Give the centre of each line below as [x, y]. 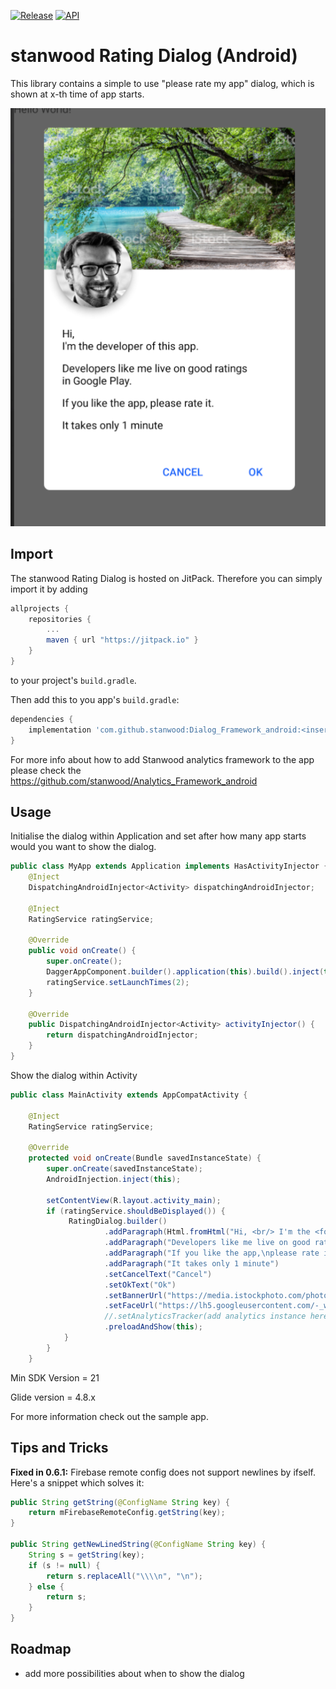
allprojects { [40, 608]
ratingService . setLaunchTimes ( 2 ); [118, 982]
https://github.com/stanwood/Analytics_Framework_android [134, 781]
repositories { [60, 619]
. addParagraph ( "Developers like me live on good [207, 1243]
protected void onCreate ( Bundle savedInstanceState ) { [145, 1158]
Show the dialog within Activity [74, 1075]
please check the [46, 770]
